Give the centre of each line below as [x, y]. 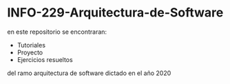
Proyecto [30, 52]
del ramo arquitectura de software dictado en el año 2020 [89, 73]
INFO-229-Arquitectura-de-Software [115, 13]
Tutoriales [31, 45]
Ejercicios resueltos [45, 59]
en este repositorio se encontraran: [57, 32]
